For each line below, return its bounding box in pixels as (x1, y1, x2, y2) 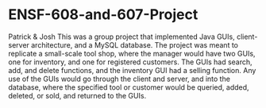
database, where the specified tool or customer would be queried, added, (8, 82, 249, 92)
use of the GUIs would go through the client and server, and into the (8, 74, 230, 83)
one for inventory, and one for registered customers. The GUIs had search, (8, 57, 253, 67)
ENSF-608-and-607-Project (8, 6, 199, 24)
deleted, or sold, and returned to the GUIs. (8, 91, 147, 100)
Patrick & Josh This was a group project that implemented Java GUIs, (8, 32, 236, 41)
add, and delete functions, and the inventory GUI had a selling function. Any (8, 65, 256, 75)
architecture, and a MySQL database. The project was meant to (31, 40, 238, 49)
